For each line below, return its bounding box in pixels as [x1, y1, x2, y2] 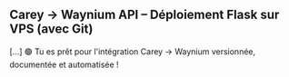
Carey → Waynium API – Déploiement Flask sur [9, 7, 280, 23]
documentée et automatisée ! [9, 59, 120, 70]
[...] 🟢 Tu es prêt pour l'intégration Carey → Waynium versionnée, [9, 45, 256, 57]
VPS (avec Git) [9, 22, 94, 37]
